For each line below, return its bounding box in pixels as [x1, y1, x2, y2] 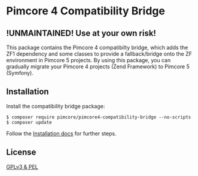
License [6, 147, 36, 157]
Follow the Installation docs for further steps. [6, 130, 117, 137]
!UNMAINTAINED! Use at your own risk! [6, 28, 157, 38]
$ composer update [6, 119, 52, 125]
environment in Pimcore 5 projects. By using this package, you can [6, 57, 171, 63]
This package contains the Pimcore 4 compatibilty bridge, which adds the [6, 44, 188, 51]
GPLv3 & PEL [6, 163, 39, 170]
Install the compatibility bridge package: [6, 102, 105, 110]
